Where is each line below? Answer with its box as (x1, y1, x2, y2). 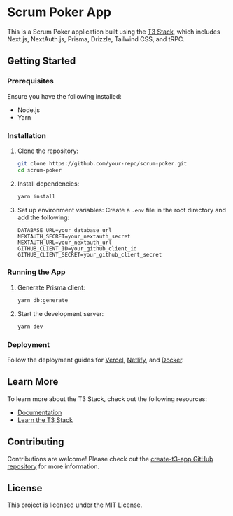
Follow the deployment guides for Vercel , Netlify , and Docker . (7, 355, 184, 364)
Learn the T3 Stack (17, 415, 73, 424)
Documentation (17, 408, 62, 416)
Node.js (17, 106, 41, 114)
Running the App (7, 267, 66, 277)
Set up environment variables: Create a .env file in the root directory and (17, 205, 226, 214)
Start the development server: (17, 309, 104, 318)
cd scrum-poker (17, 166, 62, 174)
